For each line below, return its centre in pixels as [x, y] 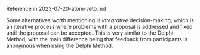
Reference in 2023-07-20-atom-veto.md [56, 9]
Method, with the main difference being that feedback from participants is [97, 39]
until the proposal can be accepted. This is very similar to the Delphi [90, 33]
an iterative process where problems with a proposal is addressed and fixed [99, 27]
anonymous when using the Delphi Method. [60, 45]
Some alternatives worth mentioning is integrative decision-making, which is [100, 20]
